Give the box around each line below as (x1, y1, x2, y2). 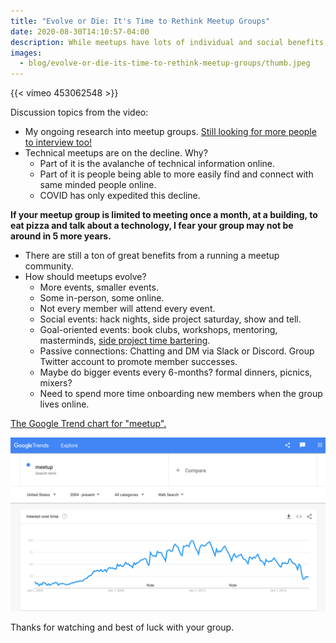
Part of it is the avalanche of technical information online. (39, 158, 276, 170)
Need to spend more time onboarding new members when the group (39, 388, 323, 400)
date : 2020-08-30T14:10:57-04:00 (10, 26, 150, 37)
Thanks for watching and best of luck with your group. (10, 621, 235, 633)
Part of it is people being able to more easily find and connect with (39, 168, 314, 180)
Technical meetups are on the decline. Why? (24, 147, 208, 159)
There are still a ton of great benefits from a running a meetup (24, 250, 280, 262)
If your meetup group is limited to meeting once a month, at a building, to (10, 209, 318, 221)
